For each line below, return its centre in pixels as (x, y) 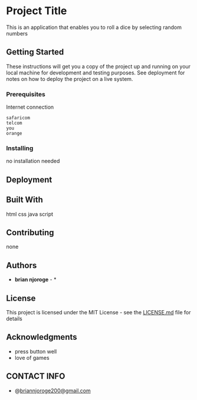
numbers (17, 33)
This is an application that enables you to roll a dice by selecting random (94, 27)
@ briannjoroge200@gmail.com (52, 391)
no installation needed (33, 161)
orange (14, 134)
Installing (20, 148)
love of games (32, 357)
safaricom (18, 118)
